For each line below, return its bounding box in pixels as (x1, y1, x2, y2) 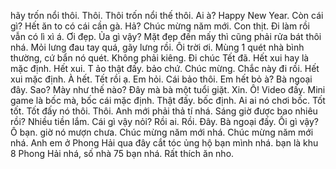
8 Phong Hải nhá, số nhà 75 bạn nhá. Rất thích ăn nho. (10, 148, 235, 159)
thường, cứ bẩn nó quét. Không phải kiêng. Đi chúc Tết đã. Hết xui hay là (10, 52, 310, 64)
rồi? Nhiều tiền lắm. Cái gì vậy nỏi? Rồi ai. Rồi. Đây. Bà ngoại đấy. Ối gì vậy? (10, 116, 319, 127)
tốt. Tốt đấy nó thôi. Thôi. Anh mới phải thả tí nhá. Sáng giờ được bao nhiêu (10, 105, 318, 117)
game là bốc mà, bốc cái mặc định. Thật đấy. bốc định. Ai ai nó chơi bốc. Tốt (10, 95, 326, 106)
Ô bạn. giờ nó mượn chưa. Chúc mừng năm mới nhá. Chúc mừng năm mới (10, 126, 314, 138)
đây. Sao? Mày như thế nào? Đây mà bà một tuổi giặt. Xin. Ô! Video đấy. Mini (10, 84, 326, 95)
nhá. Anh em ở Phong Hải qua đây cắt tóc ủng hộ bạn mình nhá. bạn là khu (10, 137, 319, 149)
